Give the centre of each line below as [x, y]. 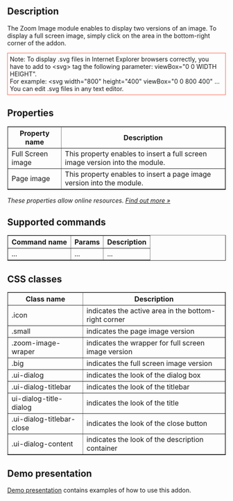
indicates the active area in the [136, 311]
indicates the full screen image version [149, 363]
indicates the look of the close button [147, 424]
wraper [23, 352]
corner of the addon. [37, 43]
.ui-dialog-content [42, 444]
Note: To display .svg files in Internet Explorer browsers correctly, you [110, 59]
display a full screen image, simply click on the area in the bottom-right [109, 35]
